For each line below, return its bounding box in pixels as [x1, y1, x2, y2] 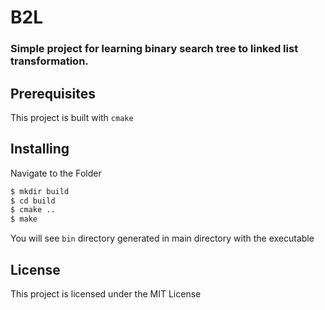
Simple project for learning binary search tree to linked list [10, 42, 299, 56]
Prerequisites [10, 85, 96, 102]
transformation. [10, 54, 89, 68]
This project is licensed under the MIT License [10, 288, 202, 300]
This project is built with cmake [10, 111, 134, 123]
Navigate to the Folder [10, 167, 102, 179]
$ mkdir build [10, 186, 70, 196]
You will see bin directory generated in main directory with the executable [10, 232, 315, 245]
